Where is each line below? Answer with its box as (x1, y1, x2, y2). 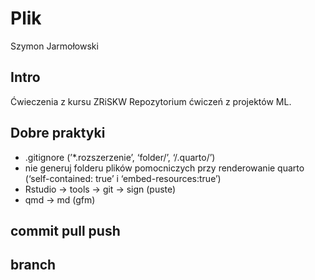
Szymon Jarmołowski (10, 40, 99, 52)
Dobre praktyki (10, 125, 106, 142)
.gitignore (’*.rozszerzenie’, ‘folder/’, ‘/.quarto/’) (24, 151, 216, 163)
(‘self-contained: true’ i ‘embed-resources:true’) (24, 172, 222, 184)
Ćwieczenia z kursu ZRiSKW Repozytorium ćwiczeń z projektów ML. (10, 95, 292, 107)
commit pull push (10, 222, 121, 239)
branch (10, 257, 57, 274)
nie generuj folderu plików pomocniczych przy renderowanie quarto (24, 162, 305, 174)
